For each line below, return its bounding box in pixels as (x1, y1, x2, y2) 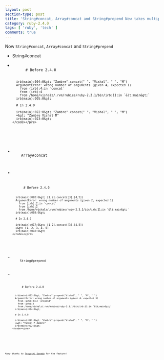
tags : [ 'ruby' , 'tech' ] (5, 25, 58, 30)
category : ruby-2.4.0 (5, 21, 49, 26)
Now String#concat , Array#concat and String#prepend (5, 44, 113, 49)
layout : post (5, 7, 32, 12)
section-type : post (5, 12, 45, 17)
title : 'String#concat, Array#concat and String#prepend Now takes (5, 16, 145, 21)
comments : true (5, 30, 36, 35)
